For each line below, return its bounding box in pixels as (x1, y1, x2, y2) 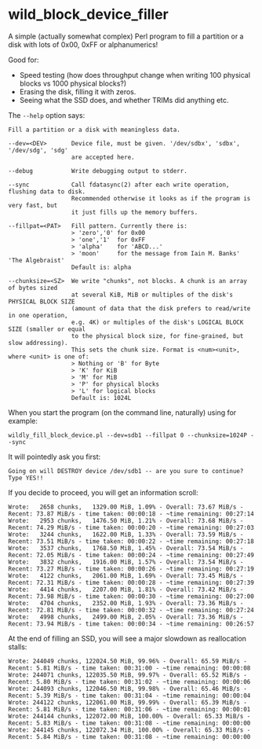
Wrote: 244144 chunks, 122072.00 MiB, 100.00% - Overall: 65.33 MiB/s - (8, 712, 251, 720)
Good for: (8, 55, 39, 64)
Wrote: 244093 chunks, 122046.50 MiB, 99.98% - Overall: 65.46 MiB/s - (8, 685, 247, 692)
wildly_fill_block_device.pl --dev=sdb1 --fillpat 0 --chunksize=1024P (8, 431, 247, 439)
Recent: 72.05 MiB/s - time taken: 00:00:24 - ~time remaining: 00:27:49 (8, 551, 255, 559)
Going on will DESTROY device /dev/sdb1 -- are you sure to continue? (8, 467, 244, 475)
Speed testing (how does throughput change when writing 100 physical (19, 70, 251, 79)
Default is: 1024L (71, 394, 132, 402)
